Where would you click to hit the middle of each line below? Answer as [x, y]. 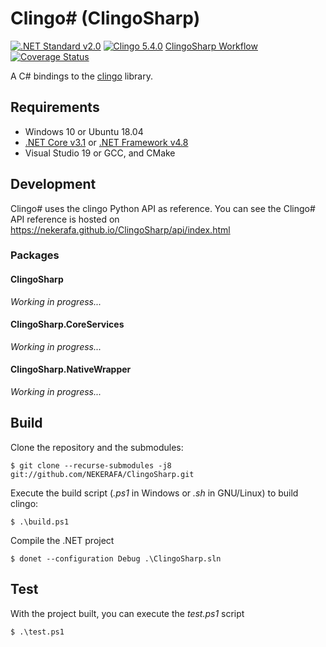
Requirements [55, 107]
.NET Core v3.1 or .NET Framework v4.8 [106, 142]
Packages [35, 255]
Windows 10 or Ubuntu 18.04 [84, 131]
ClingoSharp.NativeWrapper [71, 369]
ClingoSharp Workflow [211, 46]
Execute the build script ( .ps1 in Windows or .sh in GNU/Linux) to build [154, 493]
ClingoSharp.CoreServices [67, 324]
